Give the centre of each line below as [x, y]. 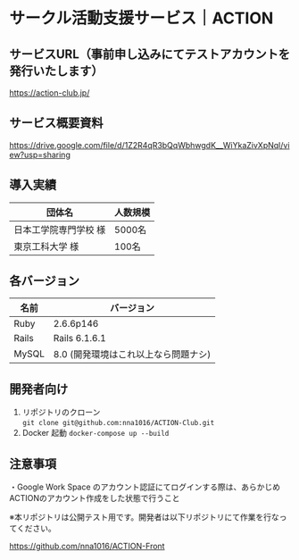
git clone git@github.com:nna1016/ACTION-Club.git [118, 423]
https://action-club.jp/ [50, 93]
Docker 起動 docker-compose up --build [96, 433]
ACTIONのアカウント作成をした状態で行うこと [95, 498]
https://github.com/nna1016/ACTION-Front [87, 547]
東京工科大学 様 [46, 247]
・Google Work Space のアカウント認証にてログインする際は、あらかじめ [145, 487]
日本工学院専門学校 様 [60, 230]
